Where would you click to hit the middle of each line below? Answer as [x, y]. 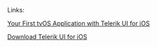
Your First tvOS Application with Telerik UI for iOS [78, 23]
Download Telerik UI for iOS [47, 37]
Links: [16, 10]
